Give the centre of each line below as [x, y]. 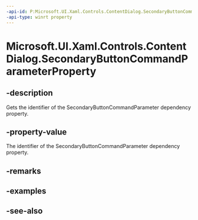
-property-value [37, 132]
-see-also [24, 211]
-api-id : [17, 12]
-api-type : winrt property [39, 17]
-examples [26, 191]
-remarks [24, 171]
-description [29, 93]
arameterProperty [51, 71]
